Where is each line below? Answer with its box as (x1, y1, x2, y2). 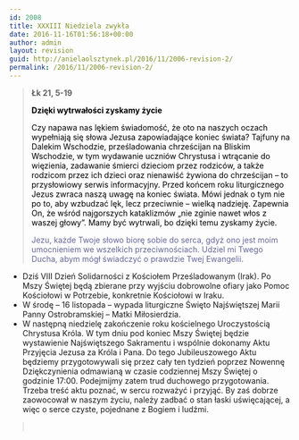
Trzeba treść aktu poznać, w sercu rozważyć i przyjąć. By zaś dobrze (21, 385, 278, 395)
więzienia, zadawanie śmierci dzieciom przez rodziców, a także (30, 160, 265, 171)
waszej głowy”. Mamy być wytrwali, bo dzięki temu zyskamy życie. (30, 216, 278, 228)
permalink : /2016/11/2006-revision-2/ (9, 63, 154, 72)
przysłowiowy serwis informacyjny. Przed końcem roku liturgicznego (30, 179, 284, 190)
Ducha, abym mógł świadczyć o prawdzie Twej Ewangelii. (30, 253, 244, 264)
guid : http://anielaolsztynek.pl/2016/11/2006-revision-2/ (9, 55, 234, 63)
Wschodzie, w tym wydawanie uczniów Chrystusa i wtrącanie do (30, 150, 270, 161)
